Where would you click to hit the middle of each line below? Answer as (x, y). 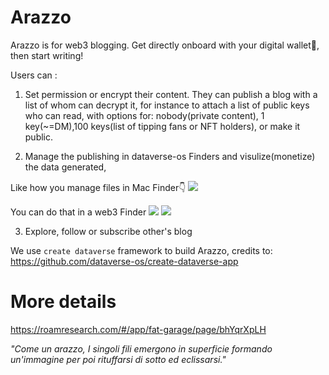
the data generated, (65, 167)
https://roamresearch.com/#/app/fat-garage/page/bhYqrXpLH (138, 329)
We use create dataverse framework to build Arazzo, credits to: (141, 250)
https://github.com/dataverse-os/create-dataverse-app (124, 261)
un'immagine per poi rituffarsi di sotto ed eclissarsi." (118, 359)
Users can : (34, 75)
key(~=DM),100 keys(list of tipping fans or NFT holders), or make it (162, 126)
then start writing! (47, 55)
